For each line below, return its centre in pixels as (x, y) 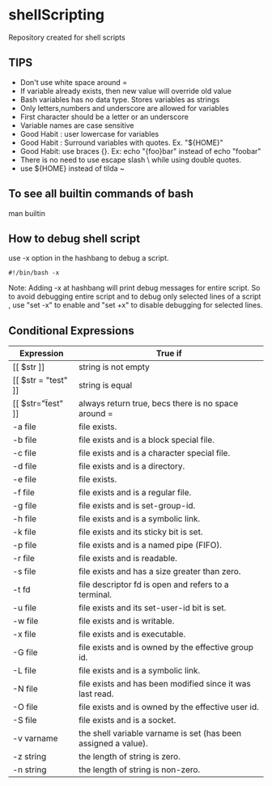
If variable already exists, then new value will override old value (126, 91)
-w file (25, 621)
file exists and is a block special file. (146, 440)
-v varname (35, 738)
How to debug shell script (74, 238)
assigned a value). (113, 744)
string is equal (105, 385)
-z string (30, 757)
